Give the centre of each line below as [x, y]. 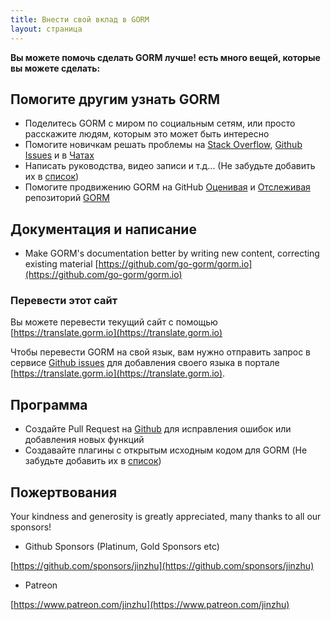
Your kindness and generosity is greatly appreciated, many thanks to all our [166, 517]
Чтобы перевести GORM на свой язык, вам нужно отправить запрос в [160, 352]
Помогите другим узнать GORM [115, 99]
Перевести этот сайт [64, 301]
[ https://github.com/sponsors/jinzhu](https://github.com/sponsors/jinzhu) [162, 566]
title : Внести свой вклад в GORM [80, 19]
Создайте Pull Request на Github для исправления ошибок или [158, 429]
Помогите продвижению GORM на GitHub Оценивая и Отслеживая [167, 187]
